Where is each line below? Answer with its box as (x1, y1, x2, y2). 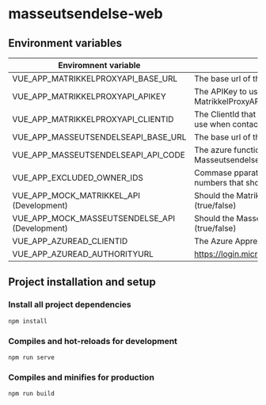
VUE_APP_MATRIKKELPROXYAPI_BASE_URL (12, 73, 178, 84)
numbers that (193, 178, 244, 188)
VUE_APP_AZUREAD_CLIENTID (12, 235, 128, 246)
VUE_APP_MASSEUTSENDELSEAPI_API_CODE (12, 150, 186, 160)
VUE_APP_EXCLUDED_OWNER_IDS (12, 172, 144, 183)
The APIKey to (193, 86, 247, 97)
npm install (8, 317, 47, 325)
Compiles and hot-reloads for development (8, 335, 178, 346)
